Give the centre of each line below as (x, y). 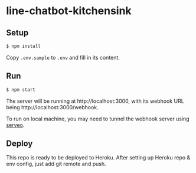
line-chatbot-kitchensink (69, 11)
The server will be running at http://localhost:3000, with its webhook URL (95, 101)
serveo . (15, 125)
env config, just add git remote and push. (56, 164)
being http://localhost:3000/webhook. (52, 107)
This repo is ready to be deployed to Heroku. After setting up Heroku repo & (98, 158)
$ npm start (21, 90)
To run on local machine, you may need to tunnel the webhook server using (98, 119)
